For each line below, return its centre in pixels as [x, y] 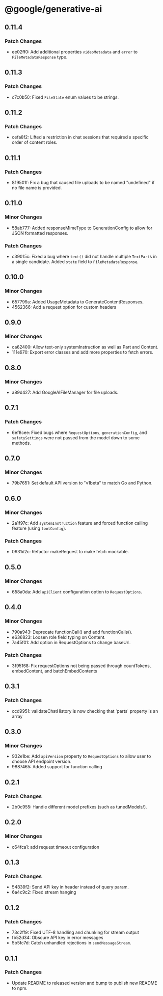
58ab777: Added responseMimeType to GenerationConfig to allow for [82, 228]
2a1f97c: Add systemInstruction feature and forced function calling [80, 523]
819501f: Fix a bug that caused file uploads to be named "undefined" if [83, 182]
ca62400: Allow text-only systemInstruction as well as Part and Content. [85, 347]
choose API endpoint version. [41, 761]
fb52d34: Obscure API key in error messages [57, 938]
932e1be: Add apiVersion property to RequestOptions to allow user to [81, 756]
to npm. [19, 988]
